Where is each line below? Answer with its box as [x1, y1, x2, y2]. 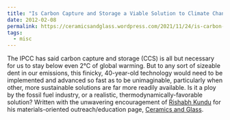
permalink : [7, 23, 38, 29]
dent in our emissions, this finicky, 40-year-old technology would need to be [7, 69, 223, 77]
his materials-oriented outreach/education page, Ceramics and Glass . [7, 106, 204, 114]
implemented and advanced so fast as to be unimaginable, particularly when [7, 76, 223, 84]
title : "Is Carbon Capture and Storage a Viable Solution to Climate [7, 10, 210, 17]
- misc [13, 36, 32, 43]
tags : [7, 29, 23, 36]
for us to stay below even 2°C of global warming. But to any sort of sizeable [7, 62, 221, 70]
